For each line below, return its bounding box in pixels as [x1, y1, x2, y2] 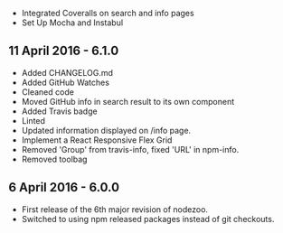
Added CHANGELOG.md [21, 67, 114, 78]
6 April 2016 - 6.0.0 [8, 180, 119, 195]
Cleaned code [21, 86, 74, 98]
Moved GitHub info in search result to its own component [21, 96, 235, 107]
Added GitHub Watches [21, 77, 110, 88]
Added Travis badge [21, 106, 98, 116]
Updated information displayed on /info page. [21, 125, 192, 135]
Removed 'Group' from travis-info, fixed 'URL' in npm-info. [21, 144, 240, 154]
